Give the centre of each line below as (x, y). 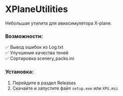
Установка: (19, 72)
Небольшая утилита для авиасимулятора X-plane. (59, 23)
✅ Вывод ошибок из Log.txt (34, 47)
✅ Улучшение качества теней (37, 53)
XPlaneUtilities (37, 9)
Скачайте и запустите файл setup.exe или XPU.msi (65, 88)
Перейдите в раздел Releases (44, 83)
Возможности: (24, 36)
